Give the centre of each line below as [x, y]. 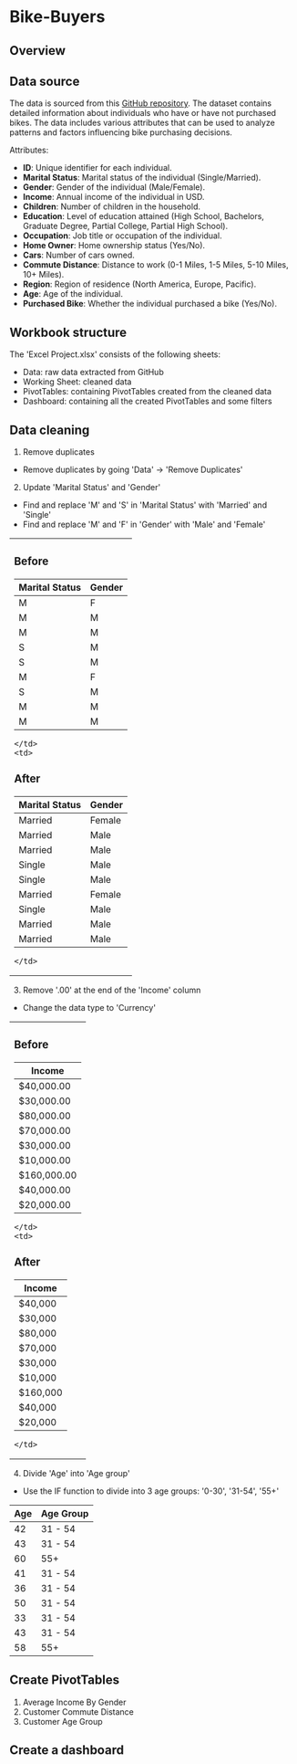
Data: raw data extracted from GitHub [93, 373]
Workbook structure [68, 332]
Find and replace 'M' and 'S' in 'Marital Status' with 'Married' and [144, 505]
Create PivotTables [65, 1680]
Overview [38, 51]
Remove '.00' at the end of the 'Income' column [112, 990]
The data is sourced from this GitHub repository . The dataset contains [140, 103]
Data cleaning [50, 430]
